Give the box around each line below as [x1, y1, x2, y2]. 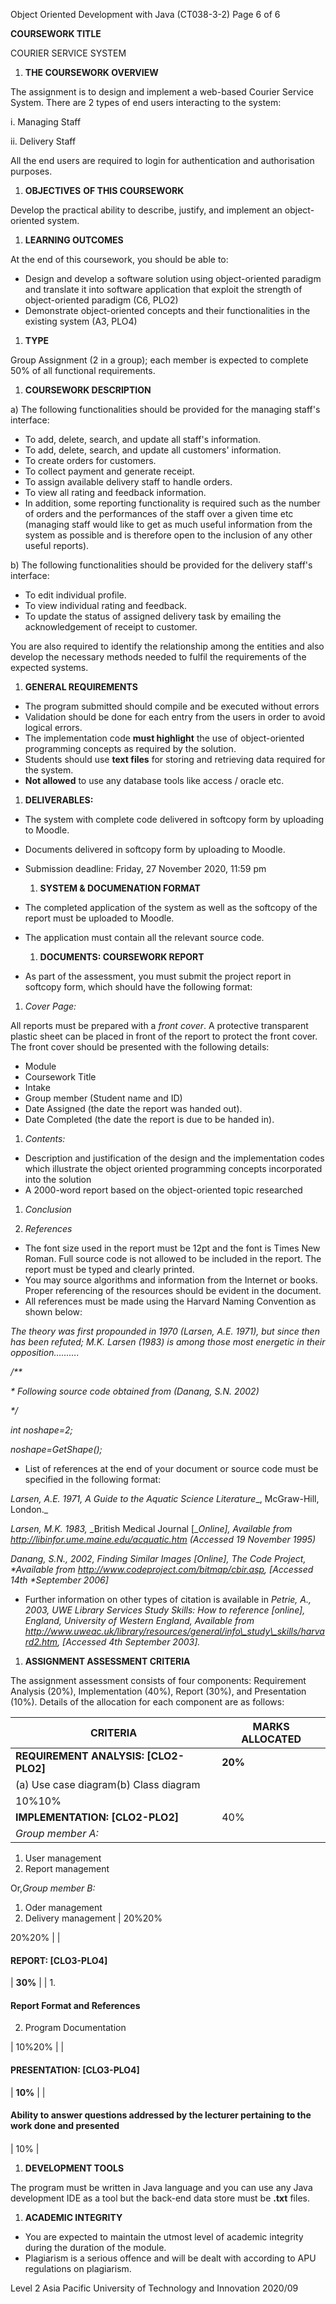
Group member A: [15, 1827, 99, 1840]
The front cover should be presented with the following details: [10, 1041, 270, 1053]
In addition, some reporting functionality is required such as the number [24, 497, 321, 509]
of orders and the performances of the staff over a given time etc [24, 508, 294, 519]
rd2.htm [24, 1636, 58, 1648]
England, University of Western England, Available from [24, 1615, 255, 1626]
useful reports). [24, 540, 90, 551]
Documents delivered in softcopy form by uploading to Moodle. [24, 844, 286, 855]
